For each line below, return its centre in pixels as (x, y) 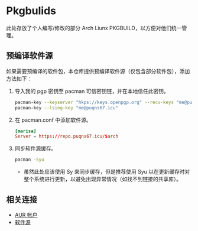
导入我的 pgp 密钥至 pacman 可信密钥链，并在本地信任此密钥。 (92, 91)
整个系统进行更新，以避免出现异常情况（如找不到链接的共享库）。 (103, 179)
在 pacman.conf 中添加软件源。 (53, 120)
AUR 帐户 (26, 214)
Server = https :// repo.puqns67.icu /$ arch (66, 136)
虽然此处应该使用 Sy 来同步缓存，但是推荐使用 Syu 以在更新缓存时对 (107, 172)
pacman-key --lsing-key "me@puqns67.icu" (66, 108)
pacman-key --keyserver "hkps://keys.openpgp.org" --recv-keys (94, 102)
